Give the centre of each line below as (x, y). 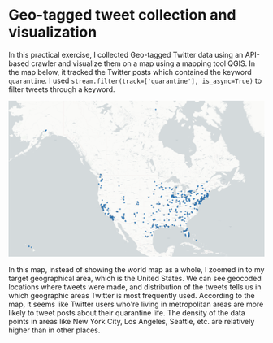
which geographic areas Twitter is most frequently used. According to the (132, 295)
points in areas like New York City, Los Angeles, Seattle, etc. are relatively (132, 321)
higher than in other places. (54, 330)
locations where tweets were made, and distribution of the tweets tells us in (135, 287)
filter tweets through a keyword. (62, 89)
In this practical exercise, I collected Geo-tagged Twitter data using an (126, 54)
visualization (53, 32)
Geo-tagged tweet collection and (122, 15)
